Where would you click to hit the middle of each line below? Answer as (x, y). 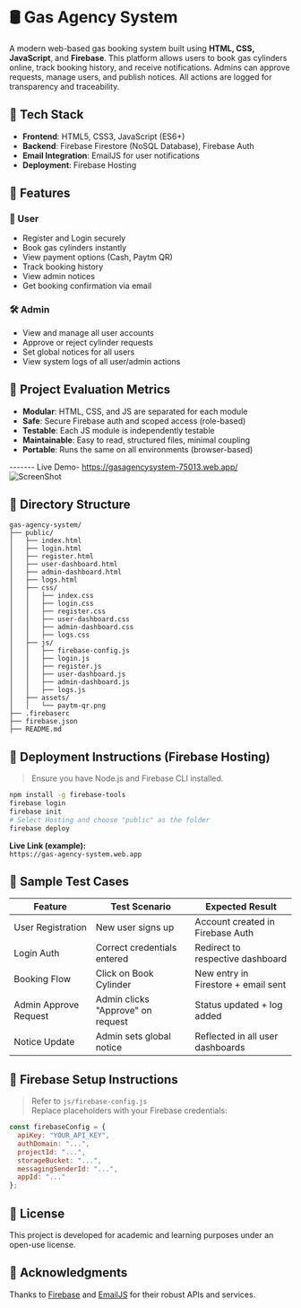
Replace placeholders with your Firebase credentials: (129, 1110)
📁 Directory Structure (70, 504)
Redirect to (218, 948)
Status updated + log (239, 1005)
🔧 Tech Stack (47, 114)
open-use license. (43, 1244)
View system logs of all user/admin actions (101, 361)
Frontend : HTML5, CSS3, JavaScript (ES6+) (103, 136)
